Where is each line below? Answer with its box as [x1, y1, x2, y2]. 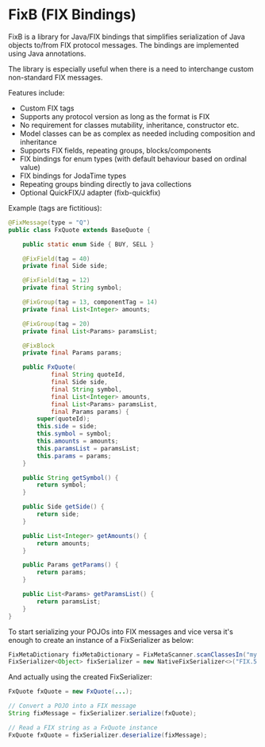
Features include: [8, 87, 65, 97]
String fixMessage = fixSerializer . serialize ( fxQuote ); [8, 710, 197, 718]
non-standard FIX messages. [8, 72, 103, 82]
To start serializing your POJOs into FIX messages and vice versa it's [8, 626, 234, 637]
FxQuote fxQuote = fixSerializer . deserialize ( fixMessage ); [8, 731, 208, 739]
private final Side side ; [22, 262, 109, 270]
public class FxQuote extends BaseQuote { [8, 226, 151, 234]
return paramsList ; [36, 598, 102, 606]
